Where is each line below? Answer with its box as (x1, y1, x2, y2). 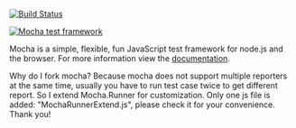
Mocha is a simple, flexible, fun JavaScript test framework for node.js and (9, 43, 284, 54)
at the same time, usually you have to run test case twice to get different (9, 80, 278, 90)
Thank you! (9, 109, 51, 119)
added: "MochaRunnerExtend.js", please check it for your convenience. (9, 99, 275, 110)
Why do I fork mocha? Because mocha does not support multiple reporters (9, 70, 288, 81)
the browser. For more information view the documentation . (9, 53, 230, 63)
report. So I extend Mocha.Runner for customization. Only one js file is (9, 90, 271, 100)
